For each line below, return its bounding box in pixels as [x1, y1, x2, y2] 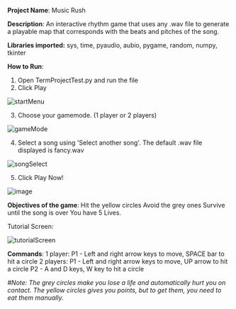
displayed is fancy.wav [17, 146, 84, 154]
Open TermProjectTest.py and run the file [17, 76, 139, 84]
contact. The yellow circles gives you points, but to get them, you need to [7, 286, 222, 294]
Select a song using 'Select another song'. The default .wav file [17, 138, 203, 147]
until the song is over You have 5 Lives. [7, 208, 122, 217]
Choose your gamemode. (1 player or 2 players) [17, 111, 157, 119]
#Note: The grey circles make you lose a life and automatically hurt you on [7, 279, 226, 286]
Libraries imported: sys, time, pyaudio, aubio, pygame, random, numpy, [7, 41, 218, 49]
